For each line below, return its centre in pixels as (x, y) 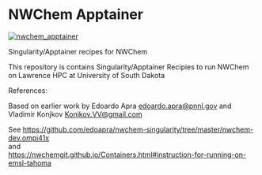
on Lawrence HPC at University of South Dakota (87, 75)
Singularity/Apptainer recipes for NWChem (78, 51)
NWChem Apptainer (76, 15)
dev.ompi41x (29, 138)
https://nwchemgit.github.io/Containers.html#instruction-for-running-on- (127, 155)
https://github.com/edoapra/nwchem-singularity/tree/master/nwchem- (138, 129)
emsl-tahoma (30, 162)
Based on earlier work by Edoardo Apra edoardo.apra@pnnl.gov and (120, 106)
